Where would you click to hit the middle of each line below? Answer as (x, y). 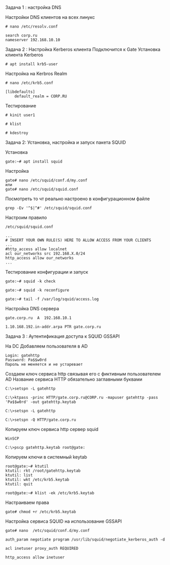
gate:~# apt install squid (34, 162)
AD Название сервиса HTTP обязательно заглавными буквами (74, 379)
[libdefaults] (20, 92)
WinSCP (12, 439)
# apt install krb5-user (32, 64)
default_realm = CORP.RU (41, 96)
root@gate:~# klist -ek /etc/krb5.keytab (50, 493)
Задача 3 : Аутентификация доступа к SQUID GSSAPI (63, 336)
